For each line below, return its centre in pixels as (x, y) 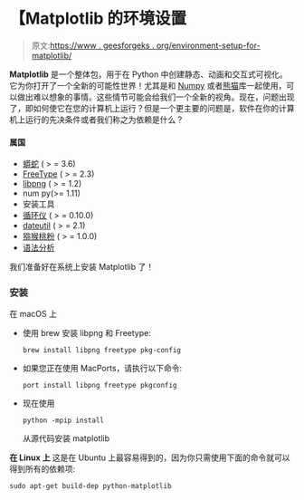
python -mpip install (63, 421)
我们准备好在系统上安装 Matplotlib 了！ (82, 267)
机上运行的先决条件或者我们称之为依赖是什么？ (96, 120)
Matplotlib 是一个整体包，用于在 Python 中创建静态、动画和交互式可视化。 (148, 74)
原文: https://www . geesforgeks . (93, 45)
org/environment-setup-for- (208, 45)
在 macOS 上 (33, 314)
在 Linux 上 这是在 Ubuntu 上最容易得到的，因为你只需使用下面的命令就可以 (150, 457)
